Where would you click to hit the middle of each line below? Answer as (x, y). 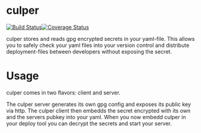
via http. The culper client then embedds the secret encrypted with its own (98, 110)
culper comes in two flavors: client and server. (64, 92)
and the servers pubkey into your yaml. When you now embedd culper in (96, 117)
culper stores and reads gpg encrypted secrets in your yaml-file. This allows (100, 39)
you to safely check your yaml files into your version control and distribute (98, 45)
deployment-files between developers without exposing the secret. (89, 51)
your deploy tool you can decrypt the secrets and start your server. (89, 123)
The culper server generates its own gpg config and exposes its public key (99, 104)
